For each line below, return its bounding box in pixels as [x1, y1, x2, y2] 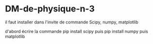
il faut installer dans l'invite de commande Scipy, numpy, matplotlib [5, 19, 138, 25]
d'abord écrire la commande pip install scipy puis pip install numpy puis [5, 28, 148, 34]
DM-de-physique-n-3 [5, 3, 95, 14]
